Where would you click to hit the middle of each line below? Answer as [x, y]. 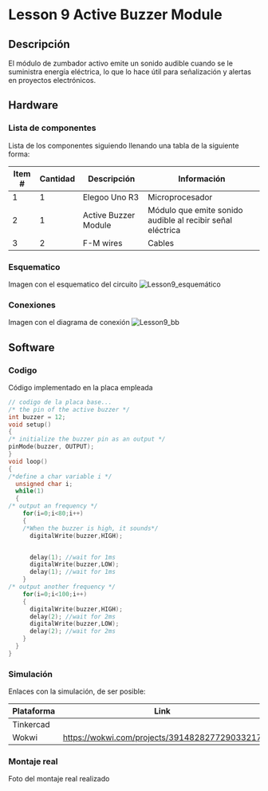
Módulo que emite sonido [195, 210]
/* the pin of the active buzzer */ [69, 409]
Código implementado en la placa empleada [81, 387]
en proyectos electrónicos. [52, 80]
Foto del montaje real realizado [59, 779]
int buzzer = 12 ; [37, 417]
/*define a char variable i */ [60, 477]
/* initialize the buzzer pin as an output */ [87, 439]
